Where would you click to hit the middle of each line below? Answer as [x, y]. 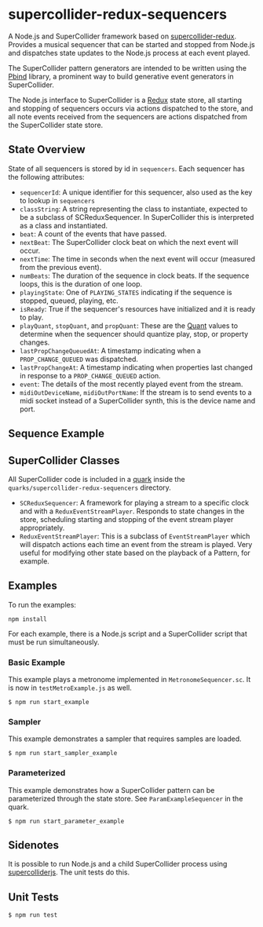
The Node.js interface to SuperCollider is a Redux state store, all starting [125, 100]
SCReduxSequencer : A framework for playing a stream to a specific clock [134, 502]
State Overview [47, 150]
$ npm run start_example [49, 703]
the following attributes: [46, 177]
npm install [27, 619]
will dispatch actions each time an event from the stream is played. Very [136, 544]
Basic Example [37, 662]
